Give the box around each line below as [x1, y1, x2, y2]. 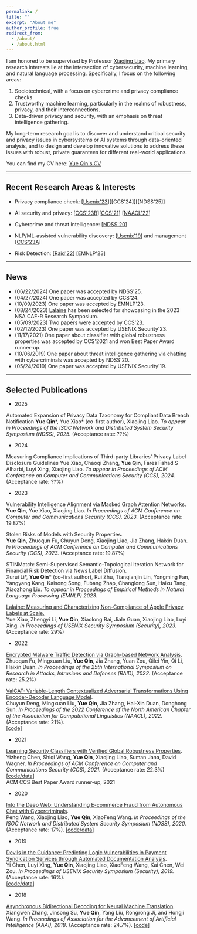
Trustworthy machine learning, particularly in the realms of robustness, [14, 100, 186, 107]
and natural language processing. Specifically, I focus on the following [6, 70, 176, 77]
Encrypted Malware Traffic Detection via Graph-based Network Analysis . [6, 651, 183, 658]
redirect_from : [6, 30, 43, 36]
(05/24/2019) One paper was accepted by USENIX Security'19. [14, 362, 167, 369]
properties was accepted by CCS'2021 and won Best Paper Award [14, 338, 175, 345]
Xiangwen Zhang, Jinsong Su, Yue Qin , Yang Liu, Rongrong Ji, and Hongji [6, 909, 185, 916]
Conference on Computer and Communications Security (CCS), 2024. [6, 472, 176, 479]
